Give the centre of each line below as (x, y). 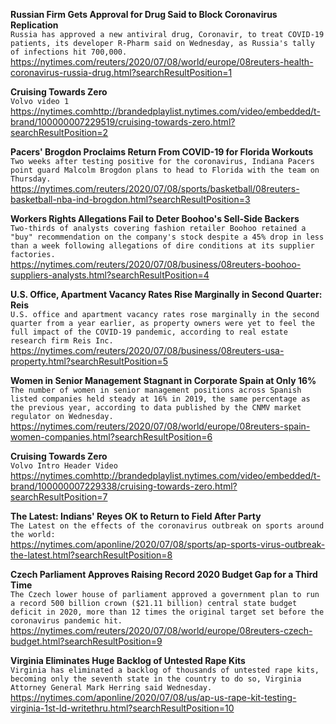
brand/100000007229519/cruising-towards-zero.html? (123, 122)
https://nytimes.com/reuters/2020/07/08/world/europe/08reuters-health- (162, 62)
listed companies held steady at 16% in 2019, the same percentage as (160, 399)
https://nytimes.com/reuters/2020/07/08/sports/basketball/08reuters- (155, 188)
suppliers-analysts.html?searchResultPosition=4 (110, 275)
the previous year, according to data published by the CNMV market (156, 408)
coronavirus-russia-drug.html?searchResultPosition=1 (121, 72)
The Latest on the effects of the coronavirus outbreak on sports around (167, 526)
